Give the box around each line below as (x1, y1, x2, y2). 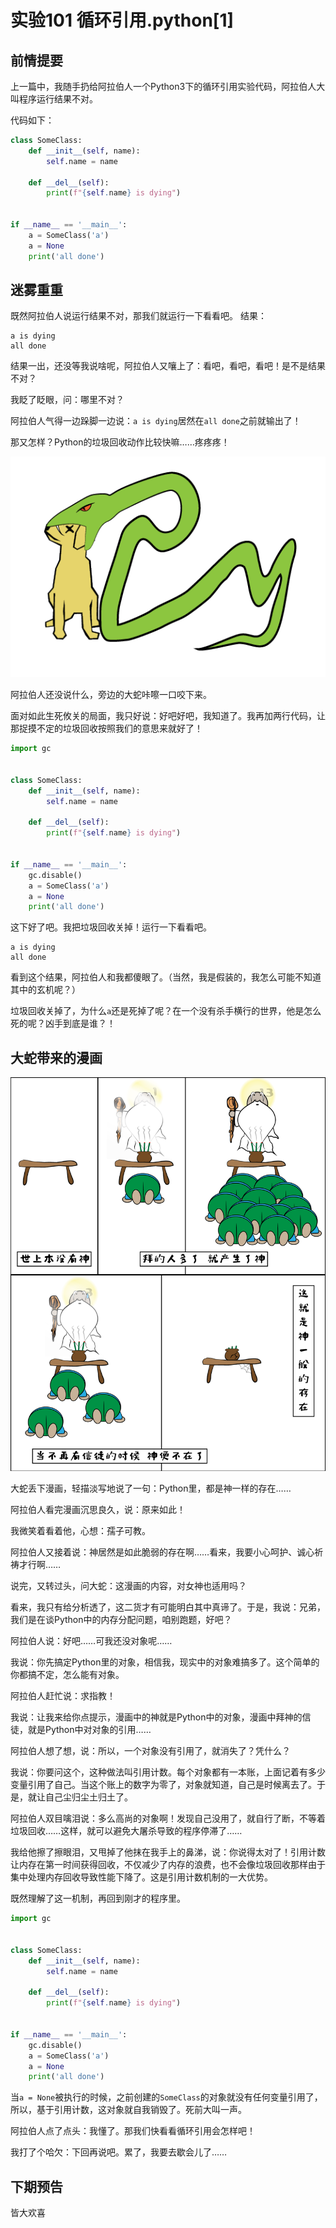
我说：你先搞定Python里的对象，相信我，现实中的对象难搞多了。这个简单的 (10, 1656, 320, 1668)
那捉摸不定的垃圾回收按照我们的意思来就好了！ (10, 722, 203, 735)
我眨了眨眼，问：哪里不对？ (10, 394, 125, 406)
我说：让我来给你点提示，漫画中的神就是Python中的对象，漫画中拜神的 (10, 1711, 303, 1723)
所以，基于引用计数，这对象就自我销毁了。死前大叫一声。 (10, 2104, 247, 2116)
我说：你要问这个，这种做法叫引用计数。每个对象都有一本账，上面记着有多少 (10, 1766, 326, 1778)
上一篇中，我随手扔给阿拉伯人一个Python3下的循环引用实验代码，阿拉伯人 (10, 81, 317, 92)
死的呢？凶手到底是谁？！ (10, 1017, 116, 1030)
